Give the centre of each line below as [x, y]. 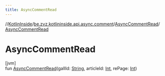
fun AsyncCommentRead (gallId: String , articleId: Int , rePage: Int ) [71, 68]
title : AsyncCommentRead [31, 10]
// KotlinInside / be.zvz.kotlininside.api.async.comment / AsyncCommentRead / [82, 24]
